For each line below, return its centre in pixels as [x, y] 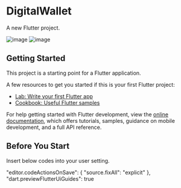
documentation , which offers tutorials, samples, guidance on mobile [91, 121]
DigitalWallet [39, 11]
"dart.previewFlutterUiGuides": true [50, 178]
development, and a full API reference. [54, 127]
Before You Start [38, 146]
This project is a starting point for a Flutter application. [74, 73]
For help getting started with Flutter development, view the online [87, 114]
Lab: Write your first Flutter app [54, 96]
